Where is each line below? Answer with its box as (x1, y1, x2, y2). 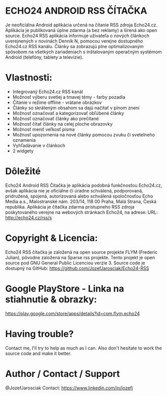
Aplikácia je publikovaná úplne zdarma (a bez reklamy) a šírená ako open (5, 27, 157, 33)
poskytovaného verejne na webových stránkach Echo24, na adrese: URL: (5, 209, 158, 215)
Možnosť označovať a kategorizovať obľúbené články (12, 110, 124, 116)
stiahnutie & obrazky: (5, 294, 97, 305)
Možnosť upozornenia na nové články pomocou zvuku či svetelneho (12, 132, 155, 138)
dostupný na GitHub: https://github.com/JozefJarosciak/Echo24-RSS (5, 265, 149, 271)
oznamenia (12, 137, 36, 143)
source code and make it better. (5, 350, 72, 357)
